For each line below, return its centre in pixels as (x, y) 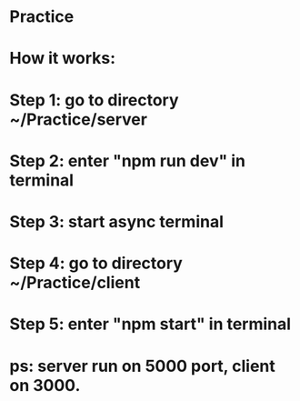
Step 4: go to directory (96, 263)
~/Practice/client (75, 283)
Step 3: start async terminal (117, 221)
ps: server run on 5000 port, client (142, 366)
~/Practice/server (79, 119)
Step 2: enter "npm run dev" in (128, 160)
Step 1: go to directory (94, 100)
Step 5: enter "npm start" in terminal (150, 324)
